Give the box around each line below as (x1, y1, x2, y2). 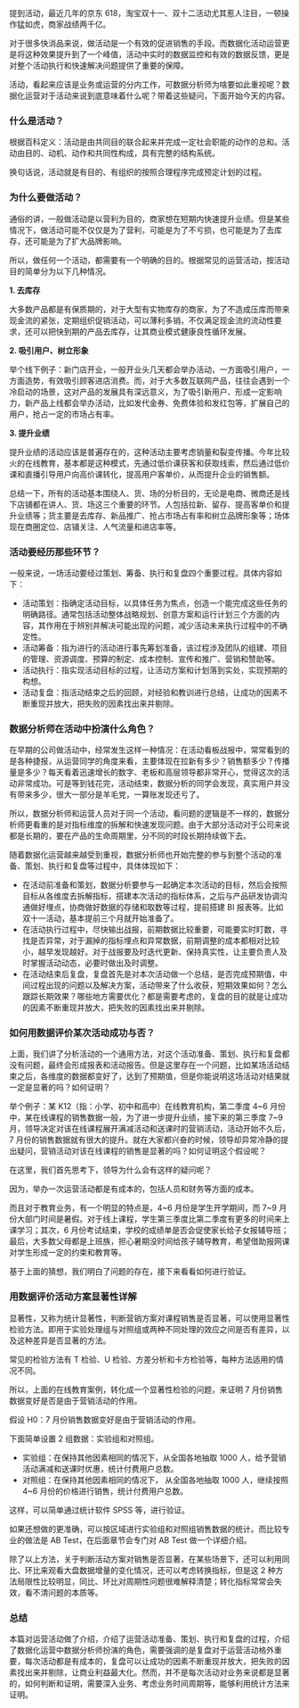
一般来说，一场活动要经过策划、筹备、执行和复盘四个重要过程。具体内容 (9, 568, 274, 578)
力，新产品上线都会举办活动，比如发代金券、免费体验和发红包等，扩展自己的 (9, 397, 290, 408)
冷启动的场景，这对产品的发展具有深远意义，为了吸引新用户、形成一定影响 (9, 386, 282, 397)
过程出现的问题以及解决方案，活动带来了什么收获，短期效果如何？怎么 (29, 980, 287, 991)
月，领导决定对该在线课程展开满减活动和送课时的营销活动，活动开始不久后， (9, 1123, 290, 1134)
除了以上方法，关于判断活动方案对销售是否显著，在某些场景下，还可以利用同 (9, 1554, 290, 1564)
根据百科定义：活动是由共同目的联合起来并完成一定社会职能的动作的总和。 (9, 137, 282, 147)
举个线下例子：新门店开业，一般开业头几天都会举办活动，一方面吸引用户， (9, 364, 282, 375)
